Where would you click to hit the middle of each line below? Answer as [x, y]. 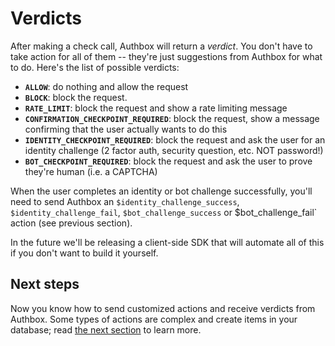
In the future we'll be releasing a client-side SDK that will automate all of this [167, 242]
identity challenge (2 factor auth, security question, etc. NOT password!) [174, 150]
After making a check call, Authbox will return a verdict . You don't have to [161, 46]
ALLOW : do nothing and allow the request [106, 86]
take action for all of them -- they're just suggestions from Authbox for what [166, 56]
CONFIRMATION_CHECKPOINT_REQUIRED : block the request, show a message [172, 118]
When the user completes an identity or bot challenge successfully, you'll [161, 191]
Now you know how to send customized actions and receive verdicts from [163, 308]
